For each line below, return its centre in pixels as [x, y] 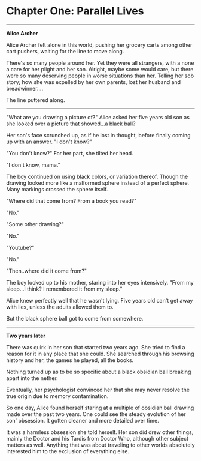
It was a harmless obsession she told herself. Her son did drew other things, [100, 432]
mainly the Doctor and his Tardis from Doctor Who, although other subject [97, 438]
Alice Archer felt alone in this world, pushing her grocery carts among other [99, 45]
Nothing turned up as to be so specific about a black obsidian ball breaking [99, 372]
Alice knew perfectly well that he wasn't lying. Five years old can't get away [100, 300]
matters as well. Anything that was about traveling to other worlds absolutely [100, 445]
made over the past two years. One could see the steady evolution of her [96, 414]
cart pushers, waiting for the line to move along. [65, 51]
